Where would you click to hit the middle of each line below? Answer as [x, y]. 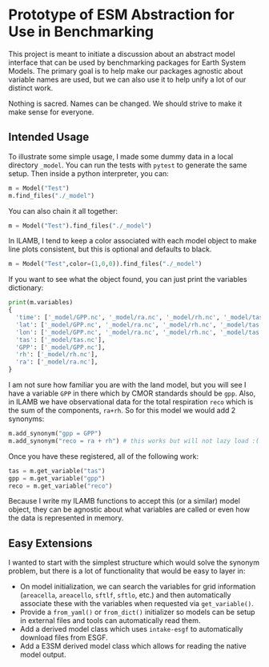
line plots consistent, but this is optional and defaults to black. [110, 249]
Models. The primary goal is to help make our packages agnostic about [126, 70]
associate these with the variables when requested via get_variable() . [137, 604]
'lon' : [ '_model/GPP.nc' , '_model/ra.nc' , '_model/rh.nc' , [116, 332]
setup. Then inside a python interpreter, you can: [89, 173]
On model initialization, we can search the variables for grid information [138, 587]
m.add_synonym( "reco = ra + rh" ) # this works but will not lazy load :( [134, 441]
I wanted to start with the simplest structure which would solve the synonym [134, 563]
